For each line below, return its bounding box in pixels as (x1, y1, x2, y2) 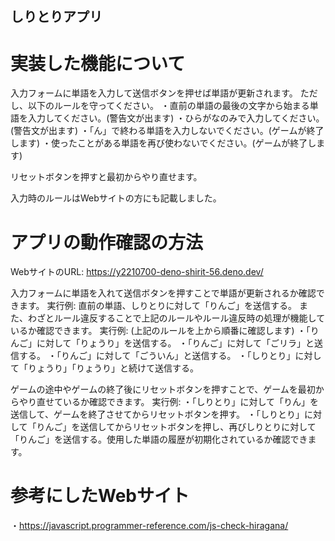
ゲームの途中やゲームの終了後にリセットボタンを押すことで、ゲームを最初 (10, 383, 316, 396)
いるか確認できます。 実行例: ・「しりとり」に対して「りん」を (62, 396, 320, 408)
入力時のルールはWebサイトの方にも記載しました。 (10, 192, 222, 204)
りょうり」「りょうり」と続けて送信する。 (27, 362, 199, 374)
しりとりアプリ (10, 8, 103, 26)
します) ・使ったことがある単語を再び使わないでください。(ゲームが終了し (10, 137, 317, 149)
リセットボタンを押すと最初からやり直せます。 (10, 171, 203, 183)
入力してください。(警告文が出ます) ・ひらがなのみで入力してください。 (27, 112, 325, 124)
